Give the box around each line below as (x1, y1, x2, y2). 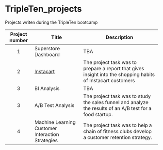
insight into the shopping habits (83, 71, 155, 78)
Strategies (34, 137, 58, 144)
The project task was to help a (83, 122, 152, 129)
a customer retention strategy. (83, 134, 152, 141)
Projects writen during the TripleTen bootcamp (5, 19, 98, 25)
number (9, 37, 28, 44)
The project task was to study (83, 93, 151, 100)
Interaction (34, 131, 59, 137)
